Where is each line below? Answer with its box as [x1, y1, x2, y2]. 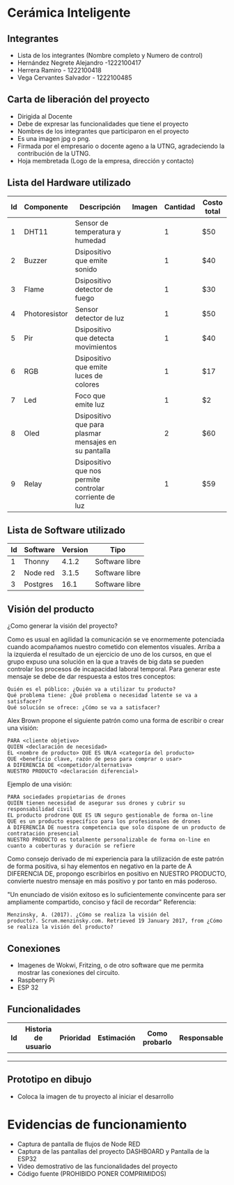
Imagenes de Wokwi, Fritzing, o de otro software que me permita [17, 961, 204, 969]
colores [75, 379, 100, 389]
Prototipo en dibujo [7, 1073, 92, 1086]
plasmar [75, 428, 102, 438]
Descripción [79, 202, 121, 211]
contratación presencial [7, 830, 79, 837]
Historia [24, 1024, 52, 1034]
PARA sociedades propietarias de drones [7, 793, 127, 800]
